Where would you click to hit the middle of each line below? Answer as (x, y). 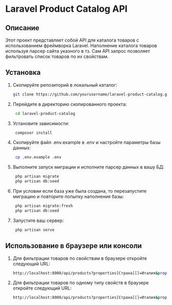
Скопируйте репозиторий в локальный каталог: (65, 85)
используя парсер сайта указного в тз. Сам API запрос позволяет (78, 51)
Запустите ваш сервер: (38, 220)
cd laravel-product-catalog (45, 113)
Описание (22, 28)
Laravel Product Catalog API (66, 9)
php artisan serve (35, 230)
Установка (23, 73)
